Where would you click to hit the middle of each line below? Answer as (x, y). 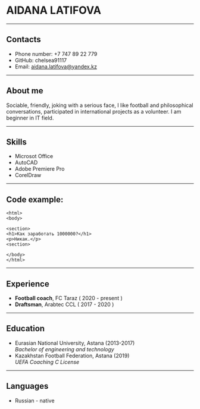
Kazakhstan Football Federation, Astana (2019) (72, 355)
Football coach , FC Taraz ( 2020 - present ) (69, 298)
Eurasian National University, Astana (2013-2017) (75, 343)
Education (26, 328)
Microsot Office (34, 156)
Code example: (35, 199)
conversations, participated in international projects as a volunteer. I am (94, 111)
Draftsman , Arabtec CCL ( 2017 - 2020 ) (64, 304)
